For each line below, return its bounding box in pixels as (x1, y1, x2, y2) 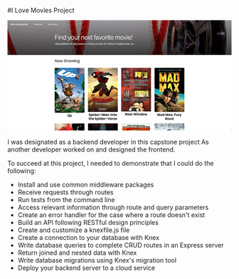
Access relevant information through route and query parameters (17, 203, 209, 212)
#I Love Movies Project (7, 6, 75, 14)
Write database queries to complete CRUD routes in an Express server (17, 241, 224, 250)
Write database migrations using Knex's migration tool (17, 256, 176, 265)
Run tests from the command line (17, 196, 115, 204)
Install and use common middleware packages (17, 181, 154, 189)
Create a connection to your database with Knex (17, 233, 160, 242)
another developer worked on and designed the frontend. (7, 145, 176, 154)
